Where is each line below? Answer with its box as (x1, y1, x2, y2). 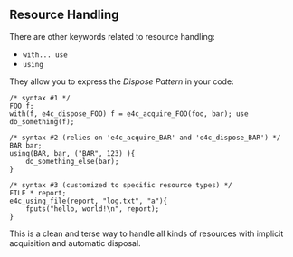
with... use (22, 50, 68, 60)
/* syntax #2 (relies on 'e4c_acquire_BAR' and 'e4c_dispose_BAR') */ (9, 133, 281, 142)
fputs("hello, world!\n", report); (25, 204, 160, 214)
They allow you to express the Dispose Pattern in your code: (9, 76, 234, 87)
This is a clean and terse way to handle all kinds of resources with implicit (9, 228, 284, 239)
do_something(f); (9, 117, 75, 126)
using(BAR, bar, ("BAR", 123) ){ (9, 148, 136, 157)
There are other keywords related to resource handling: (9, 31, 215, 42)
